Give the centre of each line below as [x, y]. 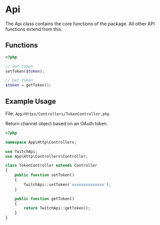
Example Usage [31, 101]
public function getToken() [44, 199]
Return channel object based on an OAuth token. [57, 123]
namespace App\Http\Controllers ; [41, 142]
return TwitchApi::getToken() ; [57, 208]
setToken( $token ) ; [25, 71]
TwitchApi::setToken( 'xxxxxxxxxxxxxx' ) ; [67, 184]
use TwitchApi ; [22, 152]
